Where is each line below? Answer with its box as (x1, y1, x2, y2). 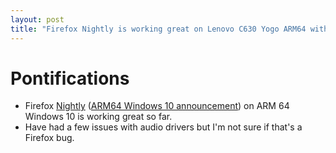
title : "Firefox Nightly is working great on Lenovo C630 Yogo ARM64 (10, 24, 307, 34)
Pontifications (10, 67, 130, 90)
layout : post (10, 14, 65, 25)
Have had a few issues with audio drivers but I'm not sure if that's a (24, 121, 303, 133)
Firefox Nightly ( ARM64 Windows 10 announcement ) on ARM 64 (24, 100, 290, 112)
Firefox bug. (24, 132, 75, 144)
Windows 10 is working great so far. (24, 111, 173, 123)
